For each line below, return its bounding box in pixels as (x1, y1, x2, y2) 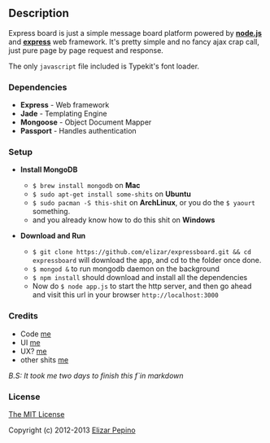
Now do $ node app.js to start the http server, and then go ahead (32, 281, 252, 292)
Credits (8, 310, 38, 322)
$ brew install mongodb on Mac (32, 181, 141, 191)
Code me (20, 329, 51, 339)
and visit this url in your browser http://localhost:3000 (32, 290, 219, 300)
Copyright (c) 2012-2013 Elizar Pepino (8, 425, 136, 435)
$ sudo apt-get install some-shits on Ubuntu (32, 189, 191, 199)
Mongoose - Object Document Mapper (20, 117, 152, 127)
